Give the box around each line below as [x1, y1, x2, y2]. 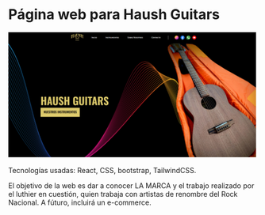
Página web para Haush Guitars [8, 6, 221, 24]
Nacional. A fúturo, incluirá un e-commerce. [8, 198, 152, 207]
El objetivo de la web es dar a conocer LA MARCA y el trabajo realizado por [8, 180, 255, 190]
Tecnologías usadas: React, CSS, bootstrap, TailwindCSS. [8, 165, 197, 175]
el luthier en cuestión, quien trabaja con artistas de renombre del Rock [8, 189, 238, 198]
